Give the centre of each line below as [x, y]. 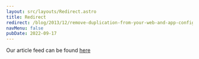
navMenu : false [25, 28]
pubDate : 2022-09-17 [32, 34]
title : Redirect [26, 17]
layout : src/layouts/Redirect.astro [51, 12]
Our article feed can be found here [48, 50]
